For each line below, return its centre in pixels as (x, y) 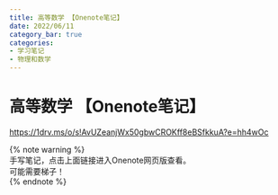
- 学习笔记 (27, 51)
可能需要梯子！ (37, 171)
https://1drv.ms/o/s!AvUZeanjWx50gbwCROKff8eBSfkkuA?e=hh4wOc (139, 132)
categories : (31, 43)
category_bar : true (46, 34)
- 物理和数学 (30, 59)
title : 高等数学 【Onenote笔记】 (67, 18)
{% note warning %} (47, 149)
